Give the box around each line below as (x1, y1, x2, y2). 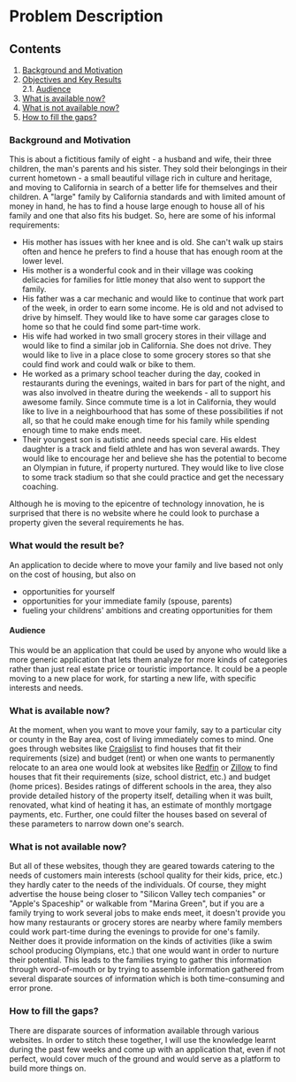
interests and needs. (9, 682, 84, 693)
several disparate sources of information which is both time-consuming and (9, 973, 285, 984)
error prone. (9, 983, 53, 994)
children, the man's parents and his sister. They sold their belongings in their (9, 164, 288, 174)
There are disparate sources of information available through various (9, 1024, 260, 1036)
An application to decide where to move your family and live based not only (9, 559, 284, 570)
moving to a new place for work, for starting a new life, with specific (9, 672, 256, 683)
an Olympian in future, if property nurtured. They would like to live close (21, 463, 285, 473)
